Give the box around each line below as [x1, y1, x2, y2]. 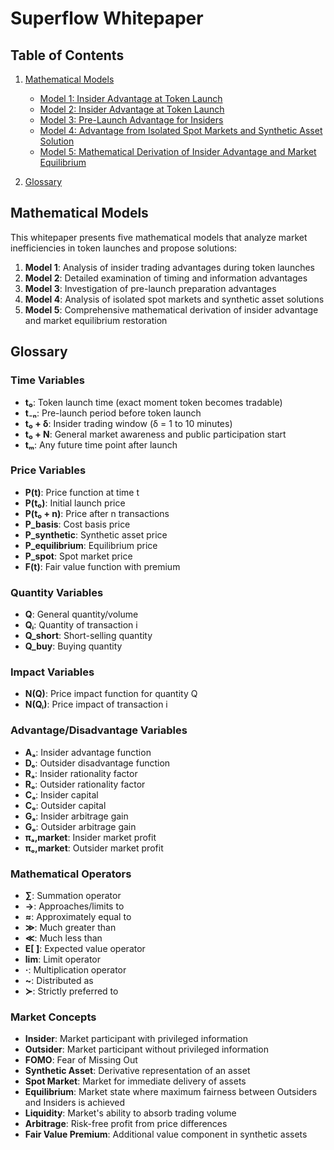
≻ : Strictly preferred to [24, 985, 119, 997]
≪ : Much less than [24, 932, 103, 944]
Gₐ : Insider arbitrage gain [24, 810, 129, 822]
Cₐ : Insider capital [24, 788, 99, 801]
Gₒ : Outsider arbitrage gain [24, 820, 137, 832]
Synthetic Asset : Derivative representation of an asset [24, 1065, 251, 1077]
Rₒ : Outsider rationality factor [24, 778, 146, 790]
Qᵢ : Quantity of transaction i [24, 619, 138, 631]
